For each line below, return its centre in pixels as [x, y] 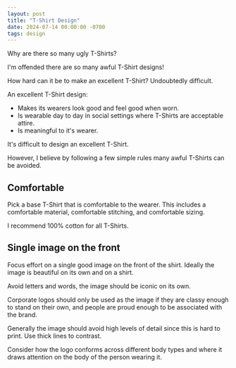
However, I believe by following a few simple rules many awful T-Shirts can [116, 158]
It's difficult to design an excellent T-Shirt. [68, 145]
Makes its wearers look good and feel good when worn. [98, 108]
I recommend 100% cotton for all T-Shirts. [68, 226]
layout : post [26, 14]
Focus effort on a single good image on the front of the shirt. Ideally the [111, 264]
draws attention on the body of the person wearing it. [85, 357]
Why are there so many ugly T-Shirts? [62, 54]
